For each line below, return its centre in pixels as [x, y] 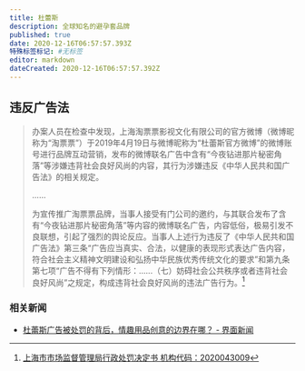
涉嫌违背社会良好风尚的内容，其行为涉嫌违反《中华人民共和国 [167, 165]
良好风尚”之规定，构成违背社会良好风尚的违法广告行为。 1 [138, 281]
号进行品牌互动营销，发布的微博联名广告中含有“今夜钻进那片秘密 [152, 154]
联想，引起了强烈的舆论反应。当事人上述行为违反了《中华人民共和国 [167, 236]
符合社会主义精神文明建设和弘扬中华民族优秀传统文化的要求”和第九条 [161, 259]
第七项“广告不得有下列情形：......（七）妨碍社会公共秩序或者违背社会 [160, 270]
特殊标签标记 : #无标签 [46, 52]
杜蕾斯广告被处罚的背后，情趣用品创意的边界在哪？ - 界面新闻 [138, 329]
